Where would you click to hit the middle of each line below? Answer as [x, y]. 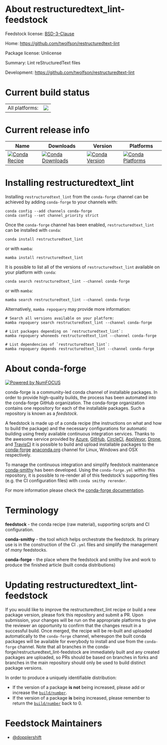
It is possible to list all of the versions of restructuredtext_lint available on [83, 267]
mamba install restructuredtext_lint [44, 258]
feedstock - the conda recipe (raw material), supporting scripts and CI [78, 524]
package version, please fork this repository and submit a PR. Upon [74, 615]
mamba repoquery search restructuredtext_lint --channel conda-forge [79, 323]
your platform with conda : [31, 272]
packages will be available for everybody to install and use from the [74, 641]
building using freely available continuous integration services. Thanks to [80, 434]
